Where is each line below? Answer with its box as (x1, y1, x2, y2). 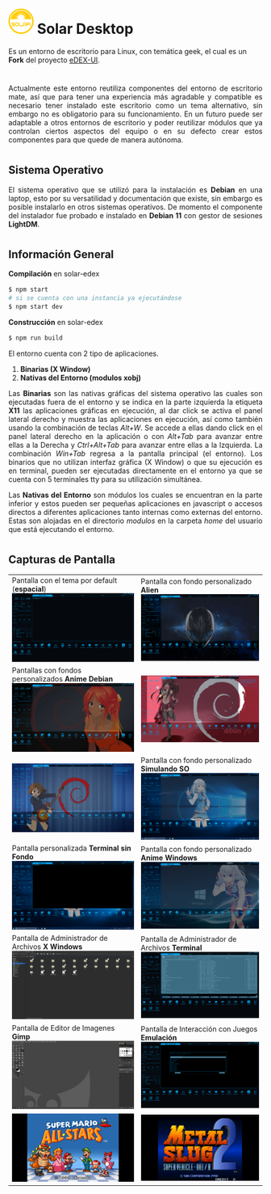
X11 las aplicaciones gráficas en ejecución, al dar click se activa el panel (8, 405, 263, 416)
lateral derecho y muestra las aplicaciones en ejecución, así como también (8, 414, 263, 424)
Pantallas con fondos (11, 665, 82, 675)
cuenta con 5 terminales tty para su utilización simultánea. (8, 474, 202, 484)
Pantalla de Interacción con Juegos (140, 1023, 258, 1034)
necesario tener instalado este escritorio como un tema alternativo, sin (8, 101, 263, 111)
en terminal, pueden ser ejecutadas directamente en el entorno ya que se (8, 466, 263, 475)
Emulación (140, 1032, 177, 1042)
